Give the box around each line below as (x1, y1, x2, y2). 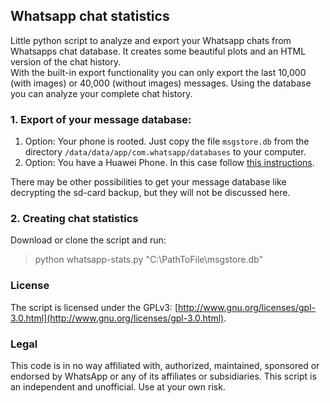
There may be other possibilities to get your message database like (10, 176, 287, 188)
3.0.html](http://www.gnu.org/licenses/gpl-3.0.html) (10, 312, 225, 324)
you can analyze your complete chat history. (10, 87, 193, 99)
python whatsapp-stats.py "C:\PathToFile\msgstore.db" (34, 254, 263, 266)
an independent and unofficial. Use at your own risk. (10, 381, 226, 393)
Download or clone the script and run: (10, 234, 167, 246)
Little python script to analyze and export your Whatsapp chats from (10, 34, 292, 46)
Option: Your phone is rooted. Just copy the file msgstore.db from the (24, 135, 310, 148)
